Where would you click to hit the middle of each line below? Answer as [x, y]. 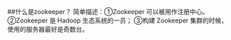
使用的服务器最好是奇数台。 [48, 29]
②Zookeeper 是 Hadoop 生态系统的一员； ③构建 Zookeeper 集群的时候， [118, 20]
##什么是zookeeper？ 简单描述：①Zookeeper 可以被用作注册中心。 [108, 12]
